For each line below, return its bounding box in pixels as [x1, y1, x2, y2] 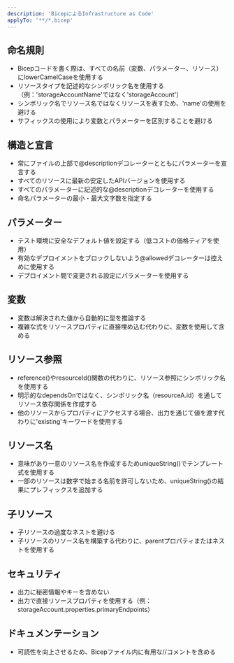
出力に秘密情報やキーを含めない [17, 588, 110, 596]
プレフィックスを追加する [29, 485, 103, 494]
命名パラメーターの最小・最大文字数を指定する [17, 194, 152, 203]
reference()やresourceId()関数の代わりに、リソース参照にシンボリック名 [17, 373, 226, 382]
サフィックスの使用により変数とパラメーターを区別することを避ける [17, 117, 213, 125]
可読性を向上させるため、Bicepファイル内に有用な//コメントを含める [17, 648, 217, 656]
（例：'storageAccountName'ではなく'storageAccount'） [17, 90, 183, 99]
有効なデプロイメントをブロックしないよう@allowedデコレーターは [17, 253, 211, 262]
